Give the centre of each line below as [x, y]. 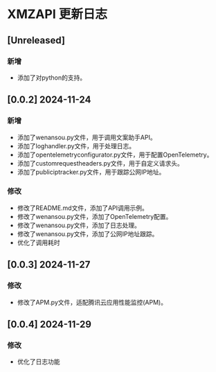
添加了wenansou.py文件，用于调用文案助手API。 [87, 137]
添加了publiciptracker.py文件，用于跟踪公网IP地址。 [91, 172]
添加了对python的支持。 [52, 78]
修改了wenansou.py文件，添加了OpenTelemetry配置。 [94, 216]
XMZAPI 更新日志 [57, 14]
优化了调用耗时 [38, 242]
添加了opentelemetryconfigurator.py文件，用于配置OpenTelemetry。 [115, 154]
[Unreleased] [36, 40]
